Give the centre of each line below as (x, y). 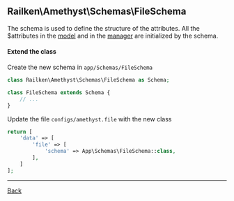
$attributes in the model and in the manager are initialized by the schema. (113, 36)
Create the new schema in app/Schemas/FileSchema (80, 67)
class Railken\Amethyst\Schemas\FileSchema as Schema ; (88, 80)
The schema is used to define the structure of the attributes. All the (103, 28)
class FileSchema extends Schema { (59, 92)
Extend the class (32, 52)
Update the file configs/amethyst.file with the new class (89, 119)
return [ (20, 132)
